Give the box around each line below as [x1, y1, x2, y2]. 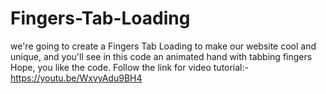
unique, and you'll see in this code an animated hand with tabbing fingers [10, 50, 313, 62]
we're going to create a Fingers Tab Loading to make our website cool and [10, 40, 317, 52]
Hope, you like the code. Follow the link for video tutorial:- [10, 61, 249, 73]
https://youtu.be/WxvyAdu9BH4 [10, 72, 143, 84]
